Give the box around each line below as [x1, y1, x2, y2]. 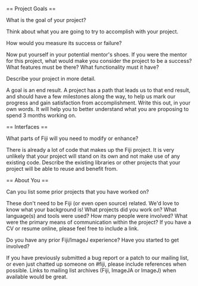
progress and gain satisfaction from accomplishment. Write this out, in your [6, 99, 191, 106]
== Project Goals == [6, 5, 56, 12]
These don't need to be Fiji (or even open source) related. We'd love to [6, 200, 180, 206]
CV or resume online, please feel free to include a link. [6, 225, 139, 232]
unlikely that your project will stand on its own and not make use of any [6, 152, 180, 160]
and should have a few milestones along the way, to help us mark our [6, 93, 176, 100]
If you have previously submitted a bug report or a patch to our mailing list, [6, 255, 189, 261]
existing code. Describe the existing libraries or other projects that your [6, 159, 181, 166]
